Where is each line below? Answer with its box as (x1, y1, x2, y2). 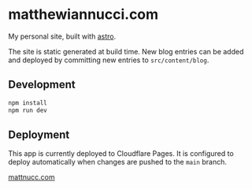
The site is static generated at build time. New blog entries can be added (8, 46, 244, 56)
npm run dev (8, 106, 47, 114)
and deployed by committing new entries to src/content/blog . (8, 55, 209, 65)
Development (8, 78, 76, 91)
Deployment (8, 128, 70, 141)
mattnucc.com (8, 172, 55, 182)
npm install (8, 98, 47, 107)
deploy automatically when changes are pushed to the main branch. (8, 157, 227, 167)
